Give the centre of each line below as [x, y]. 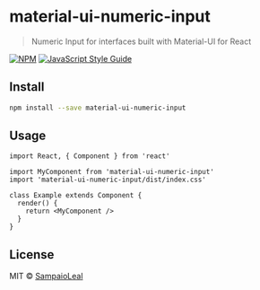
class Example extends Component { [76, 196]
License [32, 255]
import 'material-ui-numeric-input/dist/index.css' [108, 180]
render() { [38, 204]
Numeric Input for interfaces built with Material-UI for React [141, 41]
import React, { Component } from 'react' [90, 156]
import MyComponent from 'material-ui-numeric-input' [112, 172]
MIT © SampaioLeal [46, 277]
